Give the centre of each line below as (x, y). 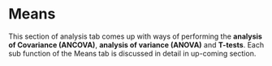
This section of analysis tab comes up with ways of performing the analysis (135, 36)
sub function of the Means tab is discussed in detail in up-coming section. (132, 53)
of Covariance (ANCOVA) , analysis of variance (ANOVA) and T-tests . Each (136, 44)
